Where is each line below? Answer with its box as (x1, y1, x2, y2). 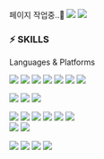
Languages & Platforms (9, 57, 96, 67)
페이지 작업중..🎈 (9, 10, 65, 20)
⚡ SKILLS (9, 32, 49, 45)
